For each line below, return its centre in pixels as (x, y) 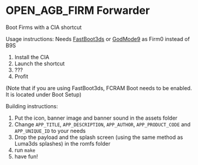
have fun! (26, 156)
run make (25, 150)
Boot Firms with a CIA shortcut (44, 27)
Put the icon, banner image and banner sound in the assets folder (96, 118)
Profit (21, 76)
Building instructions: (32, 106)
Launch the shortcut (40, 63)
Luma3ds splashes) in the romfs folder (62, 143)
